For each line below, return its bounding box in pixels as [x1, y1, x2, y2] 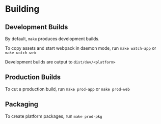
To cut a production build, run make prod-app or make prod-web [5, 86, 130, 92]
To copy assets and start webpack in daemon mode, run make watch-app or [5, 45, 157, 51]
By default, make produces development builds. [5, 36, 100, 41]
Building [5, 3, 40, 15]
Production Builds [5, 73, 61, 82]
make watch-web [5, 50, 36, 55]
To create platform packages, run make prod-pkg [5, 113, 102, 119]
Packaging [5, 100, 38, 108]
